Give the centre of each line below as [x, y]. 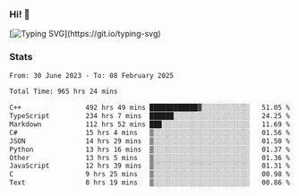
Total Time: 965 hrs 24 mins [64, 92]
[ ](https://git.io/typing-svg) [85, 34]
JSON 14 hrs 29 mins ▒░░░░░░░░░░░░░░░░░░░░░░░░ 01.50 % [150, 141]
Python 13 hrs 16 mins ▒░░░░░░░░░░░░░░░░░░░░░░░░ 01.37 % [150, 149]
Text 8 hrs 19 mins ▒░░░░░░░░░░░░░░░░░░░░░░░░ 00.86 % [150, 183]
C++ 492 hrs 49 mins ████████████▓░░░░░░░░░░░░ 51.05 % [150, 108]
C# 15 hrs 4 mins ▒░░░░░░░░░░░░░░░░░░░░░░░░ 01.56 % [150, 132]
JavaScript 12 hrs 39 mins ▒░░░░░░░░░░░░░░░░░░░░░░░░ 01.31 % [150, 166]
